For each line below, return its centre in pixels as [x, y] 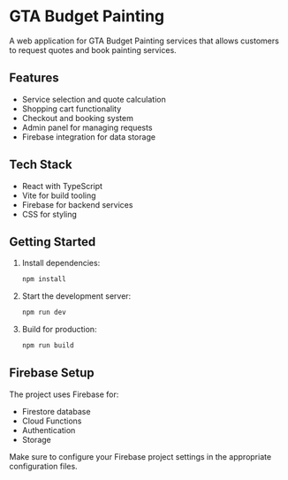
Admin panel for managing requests [87, 127]
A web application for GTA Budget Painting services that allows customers [144, 41]
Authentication [49, 430]
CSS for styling [49, 214]
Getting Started [53, 242]
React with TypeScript [62, 186]
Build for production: [59, 330]
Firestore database [56, 411]
